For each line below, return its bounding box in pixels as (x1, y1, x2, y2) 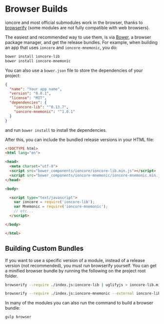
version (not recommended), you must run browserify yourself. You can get (5, 263, 157, 268)
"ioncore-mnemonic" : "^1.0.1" (14, 109, 76, 114)
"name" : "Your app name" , (9, 86, 62, 91)
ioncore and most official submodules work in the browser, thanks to (5, 20, 143, 25)
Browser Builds (5, 3, 68, 15)
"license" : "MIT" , (9, 96, 47, 101)
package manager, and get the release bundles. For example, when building (5, 39, 158, 45)
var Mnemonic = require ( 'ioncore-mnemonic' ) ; (14, 204, 108, 209)
